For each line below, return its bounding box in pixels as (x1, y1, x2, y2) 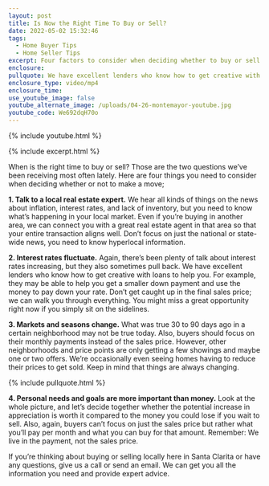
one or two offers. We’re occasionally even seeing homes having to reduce (8, 354, 256, 363)
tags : (8, 34, 26, 43)
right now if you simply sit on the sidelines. (8, 304, 150, 313)
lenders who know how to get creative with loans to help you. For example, (8, 270, 256, 280)
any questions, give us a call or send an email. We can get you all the (8, 460, 237, 470)
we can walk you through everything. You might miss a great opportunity (8, 296, 249, 305)
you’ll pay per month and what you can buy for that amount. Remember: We (8, 427, 259, 437)
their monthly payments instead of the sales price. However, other (8, 337, 227, 346)
